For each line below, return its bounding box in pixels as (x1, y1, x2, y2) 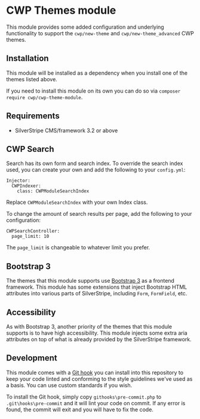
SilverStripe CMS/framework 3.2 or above (14, 127, 118, 134)
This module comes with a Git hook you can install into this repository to (6, 369, 184, 376)
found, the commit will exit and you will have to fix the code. (6, 406, 154, 413)
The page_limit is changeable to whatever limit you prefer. (6, 244, 150, 251)
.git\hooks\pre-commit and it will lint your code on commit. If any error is (6, 399, 186, 406)
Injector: (6, 178, 31, 184)
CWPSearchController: (6, 228, 60, 234)
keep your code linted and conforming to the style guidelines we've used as (6, 375, 193, 383)
